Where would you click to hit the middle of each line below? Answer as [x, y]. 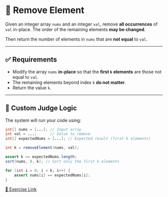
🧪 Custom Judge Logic [41, 108]
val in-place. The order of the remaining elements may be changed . [75, 29]
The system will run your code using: [43, 120]
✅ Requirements [31, 60]
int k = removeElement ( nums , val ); [42, 148]
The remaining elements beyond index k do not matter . [69, 82]
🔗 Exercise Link [21, 189]
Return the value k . [32, 88]
